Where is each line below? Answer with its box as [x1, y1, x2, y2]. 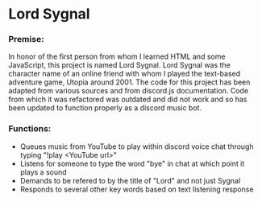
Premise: [8, 34, 44, 45]
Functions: [8, 123, 52, 134]
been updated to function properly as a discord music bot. [8, 103, 202, 113]
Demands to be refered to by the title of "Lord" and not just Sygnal [19, 175, 241, 185]
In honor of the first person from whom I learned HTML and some [8, 52, 226, 61]
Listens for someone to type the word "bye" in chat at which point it [19, 159, 245, 168]
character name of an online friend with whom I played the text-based [8, 69, 241, 79]
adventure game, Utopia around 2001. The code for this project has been [8, 77, 251, 87]
